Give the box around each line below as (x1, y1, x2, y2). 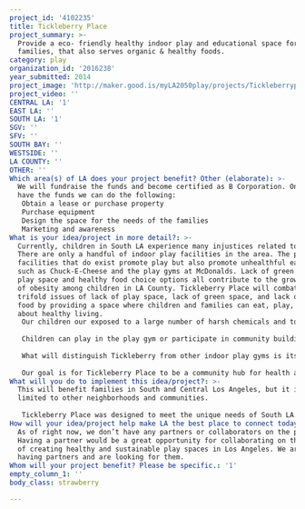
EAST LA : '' (9, 106, 54, 115)
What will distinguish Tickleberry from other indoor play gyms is (21, 351, 282, 360)
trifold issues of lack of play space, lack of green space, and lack (17, 292, 290, 301)
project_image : (9, 81, 67, 90)
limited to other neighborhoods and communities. (17, 394, 209, 403)
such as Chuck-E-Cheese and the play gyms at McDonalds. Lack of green (17, 267, 295, 276)
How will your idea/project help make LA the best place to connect (9, 419, 274, 428)
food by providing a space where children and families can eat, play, (17, 301, 295, 310)
